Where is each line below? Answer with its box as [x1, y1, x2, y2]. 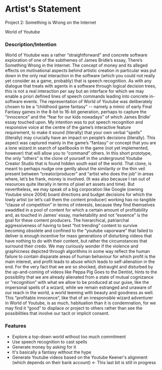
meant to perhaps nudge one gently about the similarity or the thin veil [5, 166, 145, 172]
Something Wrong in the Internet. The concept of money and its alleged [5, 62, 148, 69]
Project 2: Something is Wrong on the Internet [5, 19, 96, 25]
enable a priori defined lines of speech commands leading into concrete [5, 93, 148, 99]
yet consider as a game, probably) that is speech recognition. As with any [5, 78, 152, 84]
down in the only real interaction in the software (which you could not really [5, 73, 155, 79]
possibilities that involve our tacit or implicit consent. [5, 310, 110, 317]
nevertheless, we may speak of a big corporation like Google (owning [5, 186, 144, 193]
